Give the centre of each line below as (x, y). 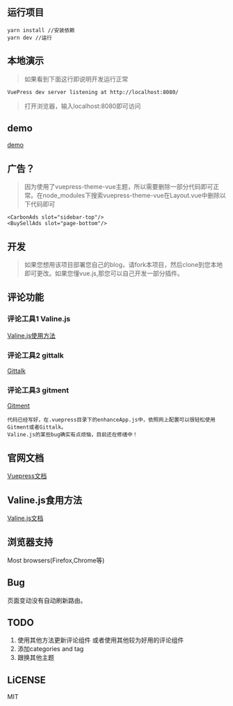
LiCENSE (27, 680)
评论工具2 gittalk (35, 355)
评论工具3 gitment (38, 390)
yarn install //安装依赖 (41, 30)
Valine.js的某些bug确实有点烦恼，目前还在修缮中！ (72, 435)
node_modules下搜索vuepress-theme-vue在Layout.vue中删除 (131, 195)
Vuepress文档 (27, 476)
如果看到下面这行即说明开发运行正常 (76, 79)
